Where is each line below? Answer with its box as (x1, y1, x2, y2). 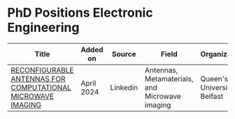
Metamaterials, (144, 74, 194, 84)
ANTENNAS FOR (10, 74, 66, 84)
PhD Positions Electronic (7, 5, 153, 21)
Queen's (200, 74, 229, 84)
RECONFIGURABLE (10, 65, 74, 74)
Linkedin (110, 82, 138, 92)
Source (111, 49, 136, 58)
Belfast (200, 91, 224, 101)
